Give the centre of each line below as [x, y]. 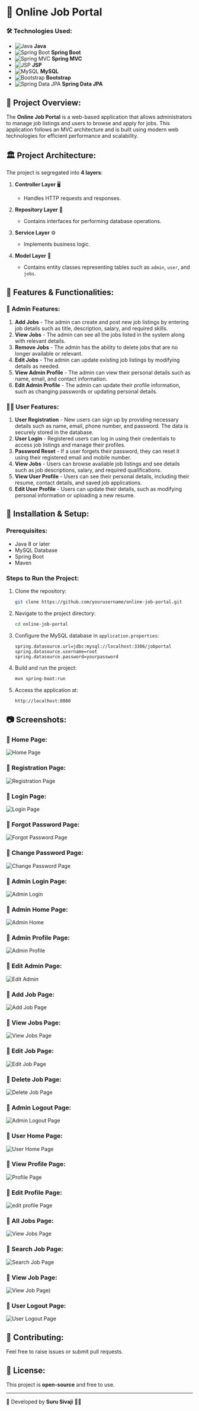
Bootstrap [58, 78]
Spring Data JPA [82, 84]
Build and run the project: [46, 668]
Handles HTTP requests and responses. [72, 198]
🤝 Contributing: [35, 1337]
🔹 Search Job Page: [35, 1249]
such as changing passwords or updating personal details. [86, 391]
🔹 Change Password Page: [45, 853]
